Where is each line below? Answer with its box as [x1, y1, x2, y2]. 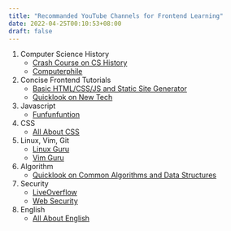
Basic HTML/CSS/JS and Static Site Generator [32, 84, 187, 94]
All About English [32, 213, 90, 224]
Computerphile [32, 67, 83, 76]
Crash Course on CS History [32, 58, 128, 68]
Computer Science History [20, 50, 110, 59]
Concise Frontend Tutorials [20, 75, 111, 85]
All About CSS [32, 127, 80, 137]
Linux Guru [32, 144, 70, 155]
